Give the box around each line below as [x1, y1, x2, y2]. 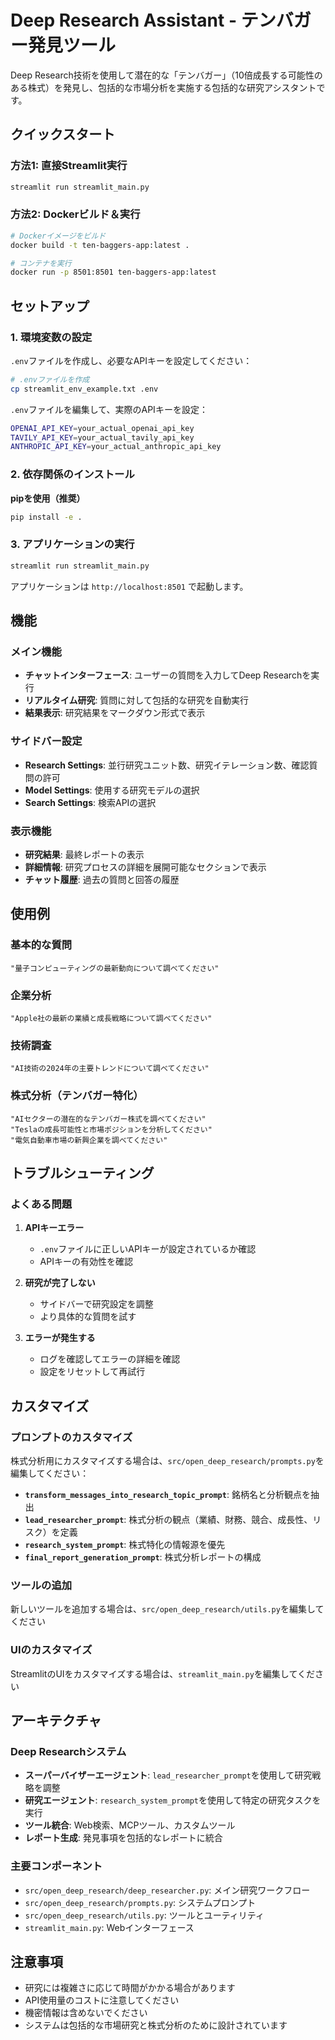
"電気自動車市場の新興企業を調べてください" [10, 1135, 168, 1145]
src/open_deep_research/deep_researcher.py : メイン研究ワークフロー [24, 1884, 311, 1896]
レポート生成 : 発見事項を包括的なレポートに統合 [24, 1832, 223, 1844]
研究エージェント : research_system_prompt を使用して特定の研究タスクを [24, 1794, 322, 1806]
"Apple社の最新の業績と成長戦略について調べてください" [10, 1013, 213, 1023]
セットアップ [10, 297, 90, 315]
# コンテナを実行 [10, 258, 72, 268]
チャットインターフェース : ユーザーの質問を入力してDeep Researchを [24, 669, 312, 681]
